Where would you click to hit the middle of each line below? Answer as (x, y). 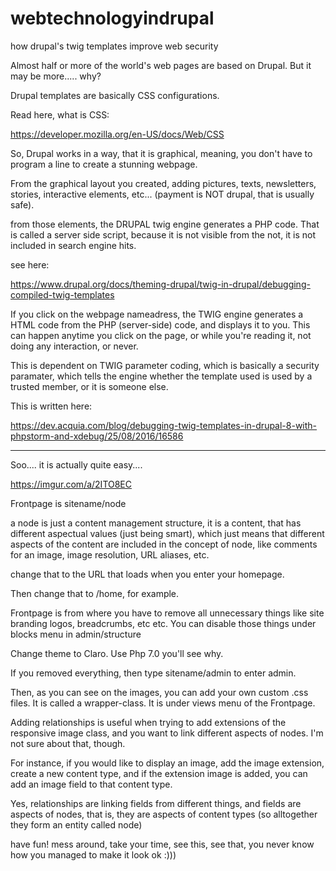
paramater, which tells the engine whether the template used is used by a (161, 376)
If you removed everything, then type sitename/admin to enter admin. (153, 673)
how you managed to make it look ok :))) (93, 854)
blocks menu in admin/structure (76, 634)
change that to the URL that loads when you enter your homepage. (147, 574)
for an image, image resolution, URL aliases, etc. (110, 554)
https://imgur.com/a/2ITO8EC (71, 484)
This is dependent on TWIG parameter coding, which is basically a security (165, 365)
